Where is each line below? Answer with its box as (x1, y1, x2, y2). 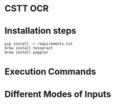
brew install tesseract (4, 46, 53, 51)
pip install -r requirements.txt (4, 42, 73, 46)
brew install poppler (4, 50, 49, 55)
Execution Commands (4, 66, 96, 77)
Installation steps (4, 25, 76, 37)
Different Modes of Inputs (4, 88, 111, 100)
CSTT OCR (4, 3, 49, 14)
